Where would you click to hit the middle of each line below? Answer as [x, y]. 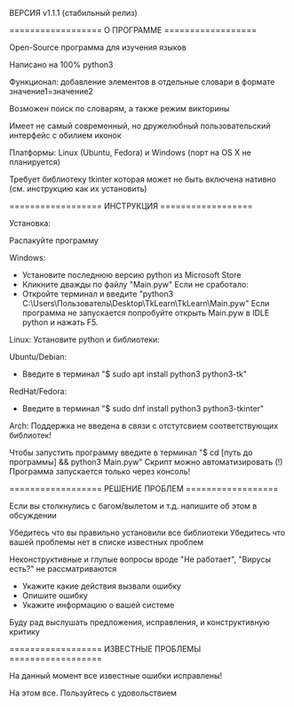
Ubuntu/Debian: [38, 357]
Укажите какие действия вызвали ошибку [102, 586]
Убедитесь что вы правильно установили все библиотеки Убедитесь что [147, 532]
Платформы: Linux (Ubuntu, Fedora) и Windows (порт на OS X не [130, 152]
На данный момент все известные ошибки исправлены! [116, 675]
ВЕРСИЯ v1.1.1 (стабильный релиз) [73, 13]
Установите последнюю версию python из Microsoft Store [131, 275]
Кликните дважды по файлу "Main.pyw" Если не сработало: [135, 284]
